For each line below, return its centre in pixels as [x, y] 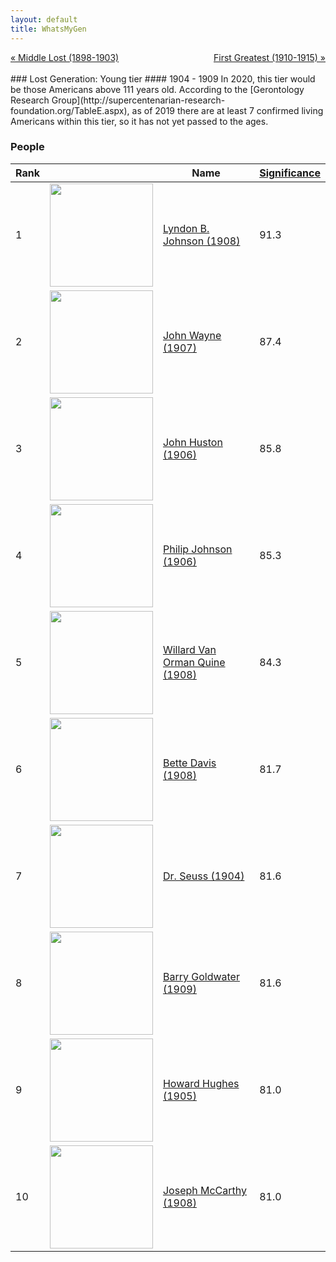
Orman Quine [194, 663]
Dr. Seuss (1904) [203, 876]
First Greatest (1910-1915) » [269, 57]
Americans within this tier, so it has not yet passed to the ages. [139, 121]
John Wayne [192, 336]
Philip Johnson [197, 549]
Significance [290, 173]
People [27, 147]
